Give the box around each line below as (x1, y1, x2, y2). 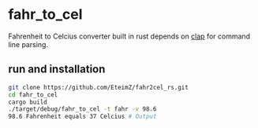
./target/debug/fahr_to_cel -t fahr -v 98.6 (8, 105, 157, 113)
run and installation (8, 63, 106, 76)
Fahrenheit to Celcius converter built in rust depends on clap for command (8, 31, 251, 41)
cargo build (8, 98, 47, 106)
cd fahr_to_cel (8, 90, 58, 99)
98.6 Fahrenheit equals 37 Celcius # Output (8, 112, 157, 121)
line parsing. (8, 39, 49, 49)
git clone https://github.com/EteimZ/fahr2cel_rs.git (8, 83, 189, 91)
